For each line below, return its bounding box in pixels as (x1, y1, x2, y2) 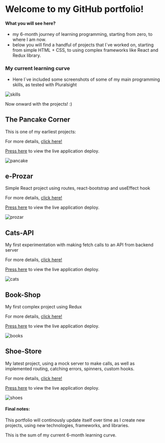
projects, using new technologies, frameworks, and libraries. (5, 422, 130, 428)
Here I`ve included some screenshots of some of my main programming (12, 76, 161, 82)
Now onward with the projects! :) (5, 101, 72, 107)
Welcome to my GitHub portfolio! (5, 3, 144, 15)
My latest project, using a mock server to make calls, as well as (5, 360, 135, 366)
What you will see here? (5, 20, 56, 26)
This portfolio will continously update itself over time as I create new (5, 417, 146, 423)
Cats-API (5, 228, 34, 237)
